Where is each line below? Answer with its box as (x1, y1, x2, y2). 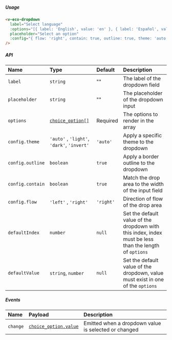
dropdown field (123, 81, 160, 89)
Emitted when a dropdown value (83, 320, 161, 327)
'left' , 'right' (49, 199, 88, 206)
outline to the (123, 159, 155, 166)
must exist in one (123, 276, 164, 283)
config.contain (8, 181, 45, 187)
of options (123, 248, 148, 256)
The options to (123, 111, 158, 118)
